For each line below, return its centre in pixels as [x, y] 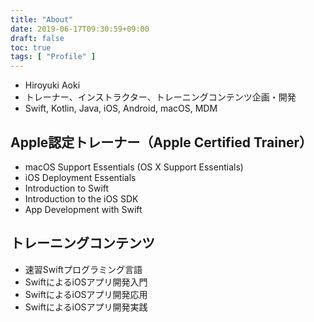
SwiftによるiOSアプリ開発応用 [86, 294]
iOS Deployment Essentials [80, 177]
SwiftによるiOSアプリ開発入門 [86, 282]
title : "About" [42, 19]
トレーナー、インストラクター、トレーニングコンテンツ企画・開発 [160, 97]
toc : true [31, 47]
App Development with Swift [83, 209]
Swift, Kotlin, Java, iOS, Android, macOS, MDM [121, 108]
